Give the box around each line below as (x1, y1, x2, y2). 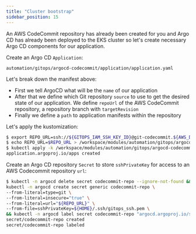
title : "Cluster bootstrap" (6, 8, 75, 15)
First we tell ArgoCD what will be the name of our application (14, 87, 157, 94)
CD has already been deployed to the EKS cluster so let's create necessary (6, 36, 187, 43)
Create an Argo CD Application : (6, 54, 83, 61)
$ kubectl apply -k (6, 145, 54, 151)
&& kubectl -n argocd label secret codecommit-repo (6, 211, 134, 217)
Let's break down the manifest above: (6, 75, 97, 82)
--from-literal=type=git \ (6, 190, 72, 195)
